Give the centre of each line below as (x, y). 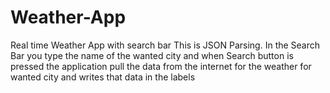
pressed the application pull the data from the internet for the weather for (161, 66)
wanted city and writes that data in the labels (103, 77)
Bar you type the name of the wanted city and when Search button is (152, 55)
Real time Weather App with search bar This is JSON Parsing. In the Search (165, 45)
